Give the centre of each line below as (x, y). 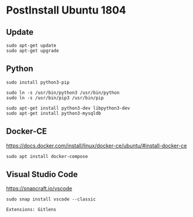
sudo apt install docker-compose (47, 156)
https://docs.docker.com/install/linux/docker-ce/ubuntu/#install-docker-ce (96, 146)
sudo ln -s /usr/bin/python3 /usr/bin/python (63, 93)
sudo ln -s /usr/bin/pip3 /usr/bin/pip (55, 98)
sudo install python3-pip (38, 82)
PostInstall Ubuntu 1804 (66, 10)
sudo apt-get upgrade (33, 51)
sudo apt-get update (31, 45)
